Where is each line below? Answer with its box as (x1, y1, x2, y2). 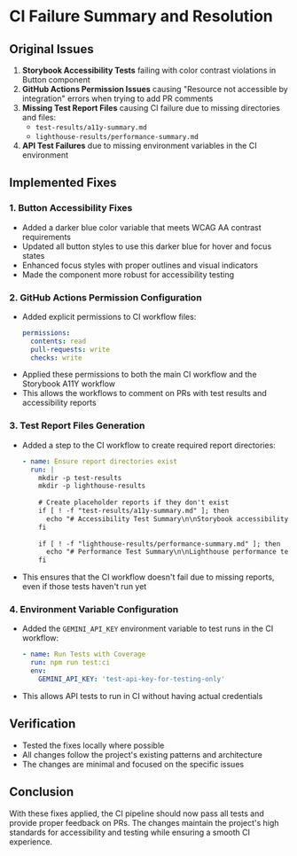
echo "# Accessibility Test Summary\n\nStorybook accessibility (45, 514, 289, 524)
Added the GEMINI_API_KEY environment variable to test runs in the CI (21, 623, 274, 634)
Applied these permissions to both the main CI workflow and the (21, 370, 257, 380)
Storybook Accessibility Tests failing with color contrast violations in (21, 65, 277, 75)
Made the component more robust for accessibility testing (21, 268, 235, 280)
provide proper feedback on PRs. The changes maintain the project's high (9, 817, 279, 828)
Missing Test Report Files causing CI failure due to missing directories (21, 103, 281, 113)
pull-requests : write (30, 345, 111, 354)
